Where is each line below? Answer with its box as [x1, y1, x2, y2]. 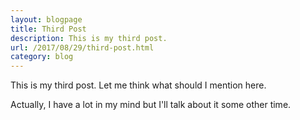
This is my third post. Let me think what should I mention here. [10, 79, 267, 91]
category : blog [10, 52, 74, 62]
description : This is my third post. [10, 33, 168, 43]
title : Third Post [10, 24, 87, 34]
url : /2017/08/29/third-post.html [10, 42, 155, 53]
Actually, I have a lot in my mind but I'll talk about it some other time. [10, 99, 292, 111]
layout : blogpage [10, 14, 83, 25]
